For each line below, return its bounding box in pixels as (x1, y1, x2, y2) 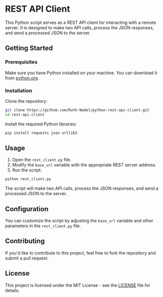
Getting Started (5, 44, 53, 52)
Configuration (5, 205, 49, 213)
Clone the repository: (5, 98, 48, 104)
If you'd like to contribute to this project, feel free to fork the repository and (5, 250, 156, 256)
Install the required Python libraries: (5, 121, 77, 127)
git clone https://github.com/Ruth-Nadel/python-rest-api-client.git (5, 107, 150, 113)
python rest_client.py (5, 177, 51, 181)
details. (5, 287, 20, 293)
